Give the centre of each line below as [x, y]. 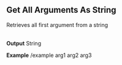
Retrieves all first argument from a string [57, 25]
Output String [24, 43]
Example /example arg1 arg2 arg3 [49, 55]
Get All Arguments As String [61, 10]
